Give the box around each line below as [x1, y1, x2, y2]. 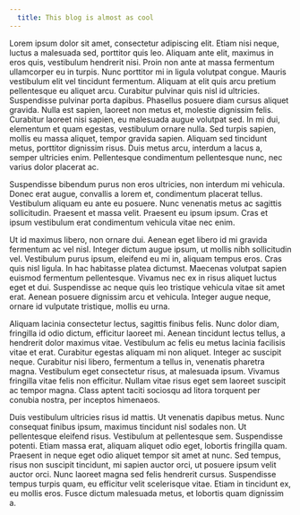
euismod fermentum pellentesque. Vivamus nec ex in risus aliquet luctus [9, 272, 278, 283]
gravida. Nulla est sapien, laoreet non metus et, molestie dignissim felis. [9, 104, 274, 115]
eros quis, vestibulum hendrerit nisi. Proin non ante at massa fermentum [9, 56, 275, 67]
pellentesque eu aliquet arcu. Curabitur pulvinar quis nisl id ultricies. [9, 85, 261, 96]
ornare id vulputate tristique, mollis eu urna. [9, 301, 170, 312]
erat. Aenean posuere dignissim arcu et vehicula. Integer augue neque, [9, 291, 271, 302]
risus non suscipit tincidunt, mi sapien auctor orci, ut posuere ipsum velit [9, 459, 277, 470]
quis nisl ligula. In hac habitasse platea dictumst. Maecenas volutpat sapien [9, 262, 287, 273]
